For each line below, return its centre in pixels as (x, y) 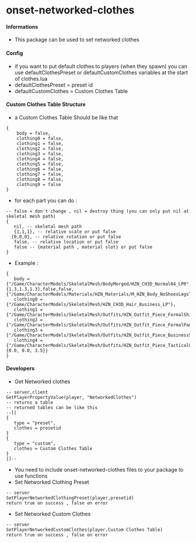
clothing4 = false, (40, 159)
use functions (31, 476)
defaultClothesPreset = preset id (54, 85)
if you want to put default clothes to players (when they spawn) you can (101, 66)
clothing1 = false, (40, 143)
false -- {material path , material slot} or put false (83, 247)
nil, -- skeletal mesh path (48, 226)
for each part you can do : (46, 200)
